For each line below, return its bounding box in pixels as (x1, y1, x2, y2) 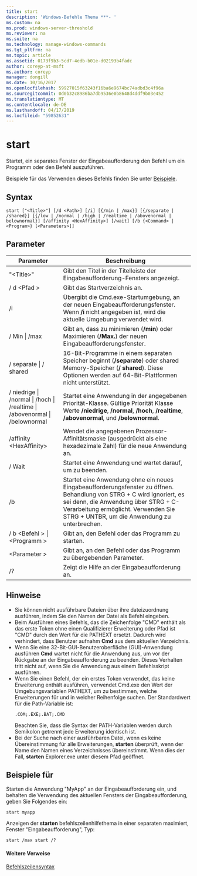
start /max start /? (6, 837, 57, 844)
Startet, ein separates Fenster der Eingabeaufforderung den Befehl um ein (6, 157, 185, 165)
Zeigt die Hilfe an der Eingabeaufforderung (63, 563, 181, 571)
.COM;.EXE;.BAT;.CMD (14, 711, 65, 717)
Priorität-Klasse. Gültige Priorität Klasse (63, 399, 174, 407)
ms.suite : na (6, 36, 38, 42)
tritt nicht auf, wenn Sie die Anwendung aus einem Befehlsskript (14, 662, 169, 669)
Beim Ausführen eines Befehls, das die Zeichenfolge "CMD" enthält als (14, 619, 186, 626)
